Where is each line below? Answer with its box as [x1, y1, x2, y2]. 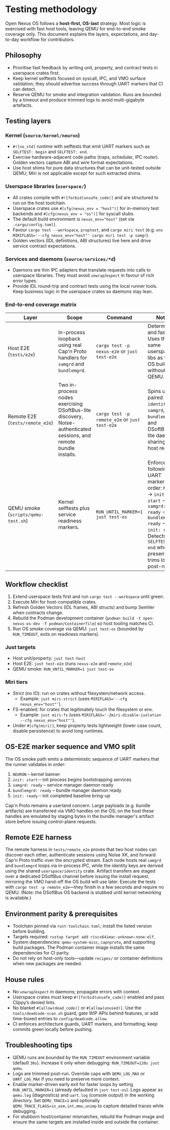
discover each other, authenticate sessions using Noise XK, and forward [5, 852, 156, 858]
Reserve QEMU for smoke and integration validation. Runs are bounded [12, 91, 161, 97]
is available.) [5, 895, 31, 901]
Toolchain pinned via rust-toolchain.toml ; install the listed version [12, 923, 152, 929]
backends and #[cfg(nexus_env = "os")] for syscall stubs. [12, 210, 135, 216]
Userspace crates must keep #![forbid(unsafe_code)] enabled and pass [12, 994, 164, 1000]
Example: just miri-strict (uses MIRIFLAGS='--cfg [20, 696, 127, 702]
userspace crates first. [12, 70, 60, 76]
